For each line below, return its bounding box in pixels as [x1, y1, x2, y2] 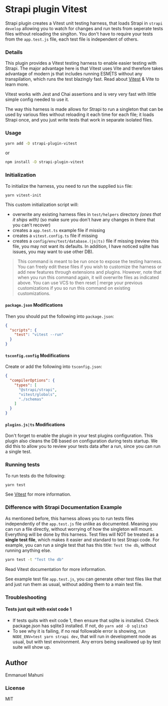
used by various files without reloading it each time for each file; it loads [5, 111, 154, 117]
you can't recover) [12, 222, 51, 228]
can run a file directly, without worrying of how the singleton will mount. [5, 526, 153, 532]
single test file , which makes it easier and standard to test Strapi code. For [5, 536, 159, 543]
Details [5, 49, 23, 56]
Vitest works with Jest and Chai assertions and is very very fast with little [5, 91, 156, 97]
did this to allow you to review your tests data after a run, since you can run [5, 443, 160, 449]
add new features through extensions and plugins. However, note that [17, 269, 162, 275]
